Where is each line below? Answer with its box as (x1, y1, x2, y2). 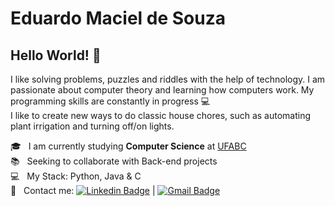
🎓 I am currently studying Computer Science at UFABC (10, 140, 247, 152)
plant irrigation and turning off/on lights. (10, 120, 175, 132)
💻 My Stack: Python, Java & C (10, 170, 142, 182)
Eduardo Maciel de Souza (10, 7, 227, 30)
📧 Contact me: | (10, 185, 156, 196)
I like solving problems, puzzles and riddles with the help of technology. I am (10, 73, 326, 85)
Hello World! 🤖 (10, 47, 102, 64)
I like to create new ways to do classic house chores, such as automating (10, 110, 312, 121)
